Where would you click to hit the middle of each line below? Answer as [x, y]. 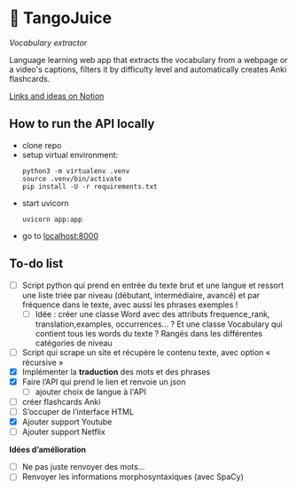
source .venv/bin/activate [72, 178]
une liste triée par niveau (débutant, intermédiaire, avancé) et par [141, 295]
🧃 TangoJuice [61, 18]
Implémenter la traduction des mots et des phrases [116, 371]
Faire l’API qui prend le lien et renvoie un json [104, 382]
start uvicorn [45, 202]
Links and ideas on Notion [57, 96]
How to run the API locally [82, 124]
